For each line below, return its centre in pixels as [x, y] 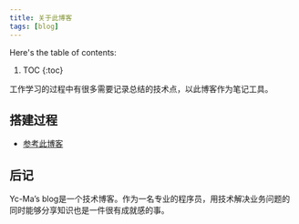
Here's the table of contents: [63, 52]
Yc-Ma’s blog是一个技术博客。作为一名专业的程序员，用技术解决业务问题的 [149, 199]
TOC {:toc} [43, 70]
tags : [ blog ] [34, 26]
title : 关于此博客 [41, 18]
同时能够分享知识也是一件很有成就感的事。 [89, 210]
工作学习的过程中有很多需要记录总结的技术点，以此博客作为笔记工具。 [141, 88]
